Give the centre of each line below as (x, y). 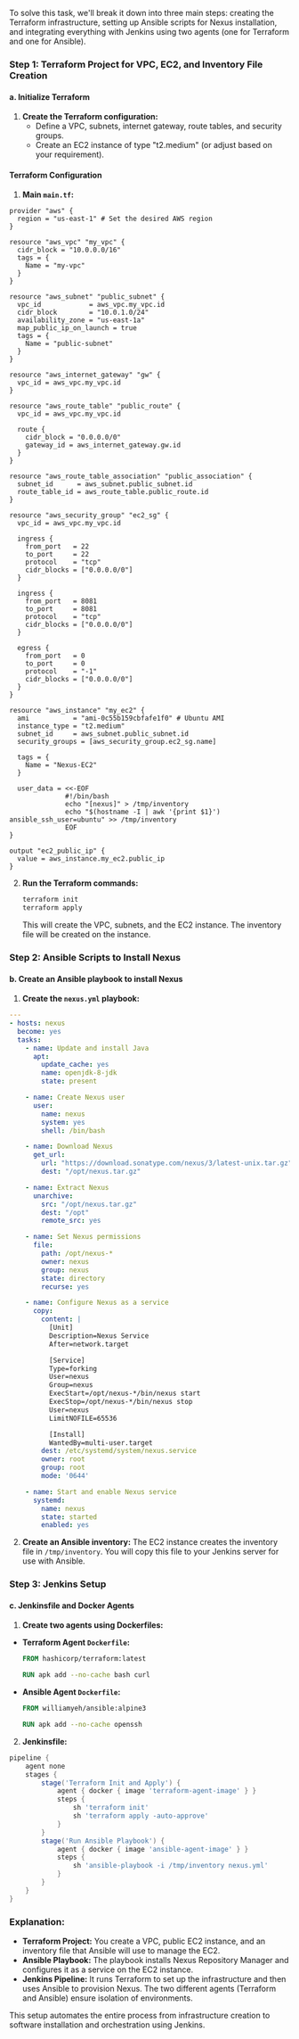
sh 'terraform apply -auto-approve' (141, 1816)
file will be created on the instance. (86, 935)
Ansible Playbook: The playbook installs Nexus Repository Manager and (155, 1960)
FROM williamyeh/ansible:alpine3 (84, 1709)
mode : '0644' (65, 1476)
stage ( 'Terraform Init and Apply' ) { (111, 1783)
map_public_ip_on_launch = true (77, 328)
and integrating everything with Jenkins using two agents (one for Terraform (149, 32)
